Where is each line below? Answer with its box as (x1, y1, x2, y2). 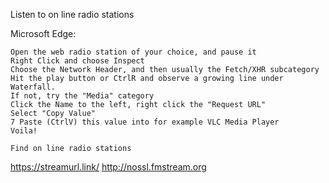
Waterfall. (10, 82, 56, 92)
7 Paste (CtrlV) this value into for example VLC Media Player (10, 117, 280, 127)
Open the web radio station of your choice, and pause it (10, 47, 257, 57)
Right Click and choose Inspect (10, 56, 145, 66)
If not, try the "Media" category (10, 91, 155, 101)
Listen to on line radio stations (10, 9, 135, 20)
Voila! (10, 126, 38, 136)
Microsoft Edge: (10, 28, 77, 39)
